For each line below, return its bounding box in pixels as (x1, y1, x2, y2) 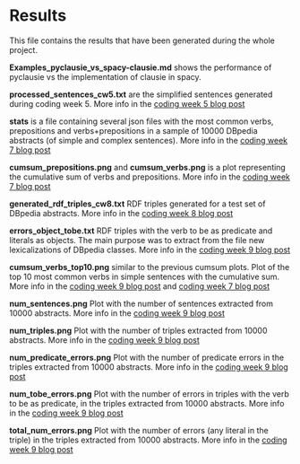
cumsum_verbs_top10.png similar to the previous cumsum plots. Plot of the (9, 261, 290, 272)
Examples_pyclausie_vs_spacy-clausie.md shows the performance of (9, 62, 272, 73)
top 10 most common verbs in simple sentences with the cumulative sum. (9, 271, 280, 282)
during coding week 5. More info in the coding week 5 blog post (9, 98, 245, 109)
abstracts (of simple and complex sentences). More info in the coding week (9, 135, 288, 145)
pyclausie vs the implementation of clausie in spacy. (9, 71, 201, 82)
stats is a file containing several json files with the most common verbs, (9, 116, 274, 127)
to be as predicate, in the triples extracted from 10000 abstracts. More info (9, 398, 285, 408)
